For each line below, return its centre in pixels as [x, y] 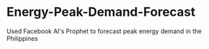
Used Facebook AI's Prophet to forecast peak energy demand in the [104, 31]
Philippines [22, 38]
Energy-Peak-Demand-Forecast [101, 12]
